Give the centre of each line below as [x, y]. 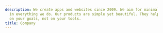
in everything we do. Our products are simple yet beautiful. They [79, 14]
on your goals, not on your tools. [45, 18]
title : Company [20, 23]
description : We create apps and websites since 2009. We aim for [73, 9]
